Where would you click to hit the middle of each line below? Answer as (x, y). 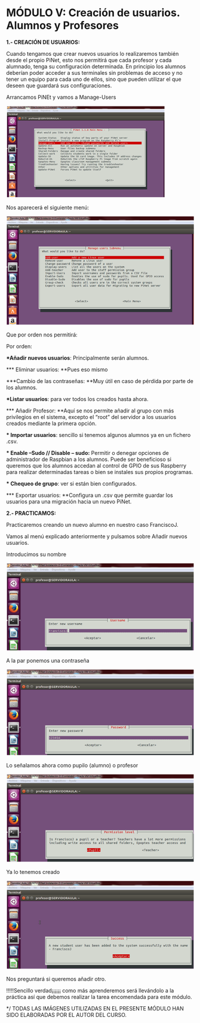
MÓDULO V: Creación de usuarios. (93, 13)
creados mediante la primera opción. (51, 423)
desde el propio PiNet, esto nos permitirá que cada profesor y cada (89, 60)
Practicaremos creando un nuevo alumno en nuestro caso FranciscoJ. (92, 524)
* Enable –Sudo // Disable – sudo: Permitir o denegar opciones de (87, 453)
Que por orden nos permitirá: (42, 335)
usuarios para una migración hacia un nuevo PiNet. (69, 501)
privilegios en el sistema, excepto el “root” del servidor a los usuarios (91, 417)
